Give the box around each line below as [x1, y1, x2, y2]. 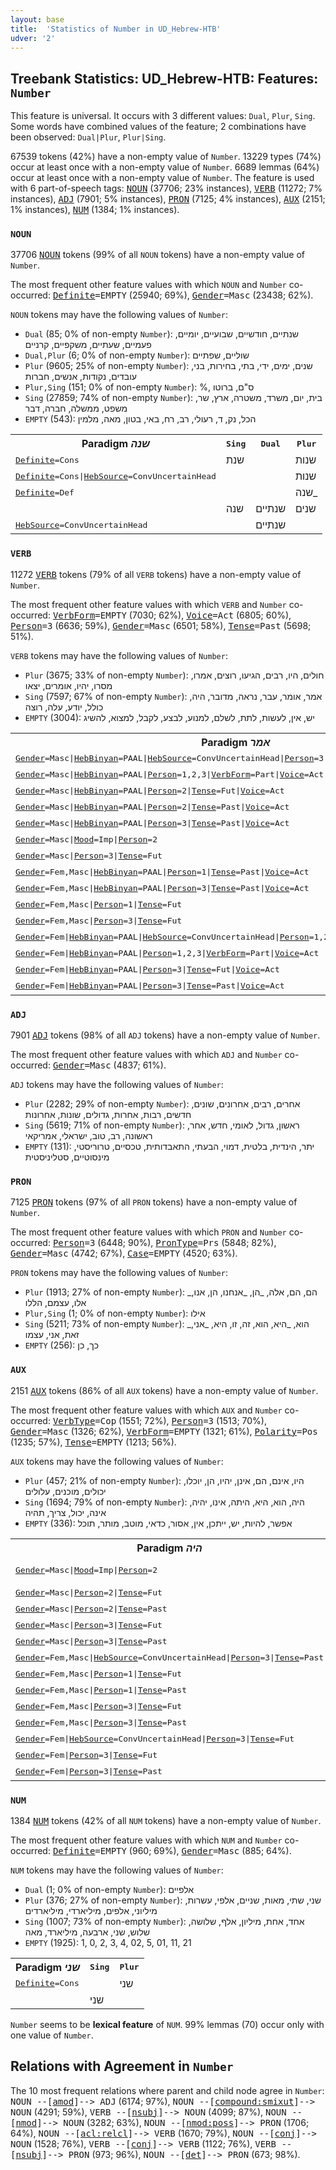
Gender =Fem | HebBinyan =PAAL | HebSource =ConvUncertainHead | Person [15, 932, 310, 943]
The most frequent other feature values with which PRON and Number [10, 1226, 287, 1238]
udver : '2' [10, 33, 56, 43]
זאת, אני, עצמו [24, 1329, 80, 1341]
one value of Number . [10, 2029, 94, 2041]
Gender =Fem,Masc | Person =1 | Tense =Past [15, 1685, 187, 1696]
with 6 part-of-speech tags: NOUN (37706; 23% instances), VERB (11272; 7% [10, 182, 323, 195]
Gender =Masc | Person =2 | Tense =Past [15, 1604, 168, 1615]
